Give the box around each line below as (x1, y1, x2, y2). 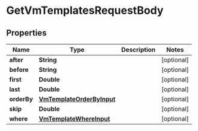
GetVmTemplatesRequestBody (6, 4, 164, 18)
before (9, 66, 29, 74)
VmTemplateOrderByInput (39, 95, 116, 103)
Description (121, 46, 156, 54)
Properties (6, 28, 47, 38)
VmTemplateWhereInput (39, 115, 110, 123)
